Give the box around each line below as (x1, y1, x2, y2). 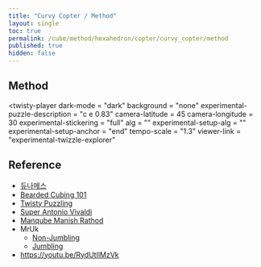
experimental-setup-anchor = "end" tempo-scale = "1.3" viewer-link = (8, 126, 242, 136)
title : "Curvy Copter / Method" (8, 11, 117, 20)
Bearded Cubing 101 (19, 190, 87, 199)
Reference (8, 158, 62, 172)
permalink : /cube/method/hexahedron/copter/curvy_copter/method (8, 34, 229, 43)
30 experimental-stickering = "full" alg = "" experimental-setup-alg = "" (8, 118, 246, 127)
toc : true (8, 27, 42, 35)
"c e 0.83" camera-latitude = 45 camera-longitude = (79, 109, 254, 119)
